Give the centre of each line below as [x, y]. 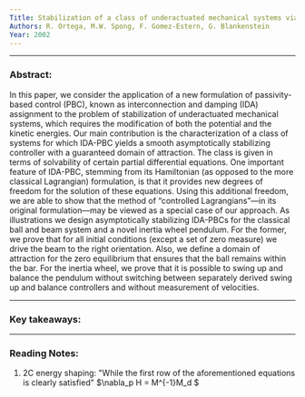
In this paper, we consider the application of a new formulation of [131, 94]
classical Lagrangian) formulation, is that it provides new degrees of [136, 181]
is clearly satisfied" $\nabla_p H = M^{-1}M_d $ [111, 382]
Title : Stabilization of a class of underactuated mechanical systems [146, 18]
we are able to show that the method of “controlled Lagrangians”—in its [143, 200]
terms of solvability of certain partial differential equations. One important [147, 162]
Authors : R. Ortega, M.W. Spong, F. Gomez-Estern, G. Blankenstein [140, 26]
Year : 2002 [30, 34]
